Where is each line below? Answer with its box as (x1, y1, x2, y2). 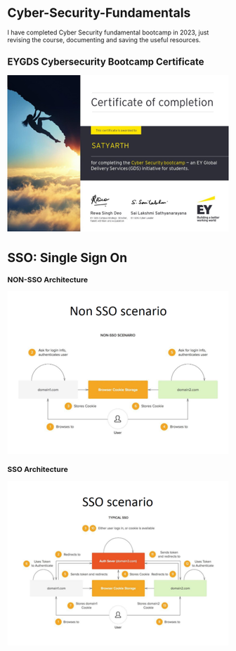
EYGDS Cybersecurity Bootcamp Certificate (7, 56, 204, 68)
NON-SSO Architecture (7, 275, 88, 284)
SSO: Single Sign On (7, 249, 128, 265)
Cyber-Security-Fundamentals (7, 5, 191, 21)
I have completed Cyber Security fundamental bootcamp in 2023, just (7, 28, 209, 37)
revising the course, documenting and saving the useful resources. (7, 35, 202, 44)
